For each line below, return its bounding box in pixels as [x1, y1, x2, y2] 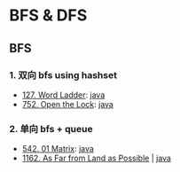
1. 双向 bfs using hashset [9, 68, 118, 81]
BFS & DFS [9, 5, 88, 26]
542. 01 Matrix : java [21, 144, 95, 154]
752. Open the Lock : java [21, 98, 113, 109]
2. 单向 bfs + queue [9, 122, 93, 135]
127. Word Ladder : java [21, 90, 106, 100]
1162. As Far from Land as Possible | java [21, 152, 171, 164]
